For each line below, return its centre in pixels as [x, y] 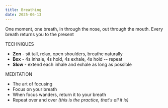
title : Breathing [23, 10]
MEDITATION [19, 74]
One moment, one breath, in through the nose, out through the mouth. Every [84, 29]
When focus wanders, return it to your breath [59, 94]
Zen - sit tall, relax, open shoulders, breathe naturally [68, 54]
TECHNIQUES [20, 44]
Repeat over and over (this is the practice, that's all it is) [71, 100]
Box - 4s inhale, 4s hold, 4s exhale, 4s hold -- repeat [67, 59]
